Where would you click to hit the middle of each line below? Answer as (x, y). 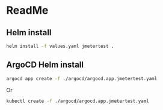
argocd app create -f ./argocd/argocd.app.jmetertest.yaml (82, 78)
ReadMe (27, 10)
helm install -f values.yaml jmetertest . (60, 46)
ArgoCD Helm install (45, 65)
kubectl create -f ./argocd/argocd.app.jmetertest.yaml (78, 101)
